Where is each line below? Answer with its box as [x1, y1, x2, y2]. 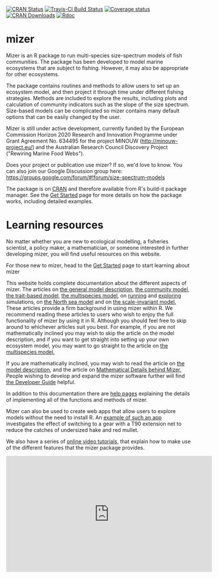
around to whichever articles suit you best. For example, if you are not [6, 323, 176, 330]
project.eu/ [6, 143, 33, 150]
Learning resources [6, 219, 104, 232]
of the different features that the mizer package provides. [6, 444, 145, 451]
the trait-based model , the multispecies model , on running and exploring [6, 292, 182, 299]
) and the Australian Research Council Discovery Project [32, 143, 168, 150]
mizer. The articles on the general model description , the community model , [6, 286, 190, 293]
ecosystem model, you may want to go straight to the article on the [6, 342, 169, 349]
